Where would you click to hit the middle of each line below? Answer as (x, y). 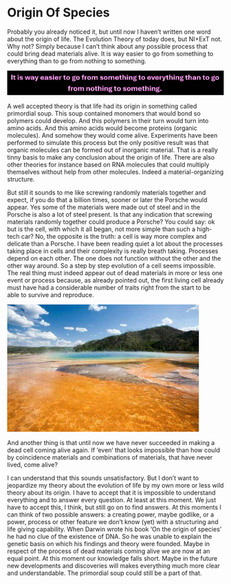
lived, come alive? (33, 464)
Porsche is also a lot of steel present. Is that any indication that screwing (110, 214)
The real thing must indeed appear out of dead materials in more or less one (115, 272)
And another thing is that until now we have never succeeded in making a (111, 442)
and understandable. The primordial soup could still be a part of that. (104, 573)
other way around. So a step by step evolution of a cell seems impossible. (111, 266)
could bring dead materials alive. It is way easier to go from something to (110, 54)
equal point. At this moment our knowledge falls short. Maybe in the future (112, 558)
